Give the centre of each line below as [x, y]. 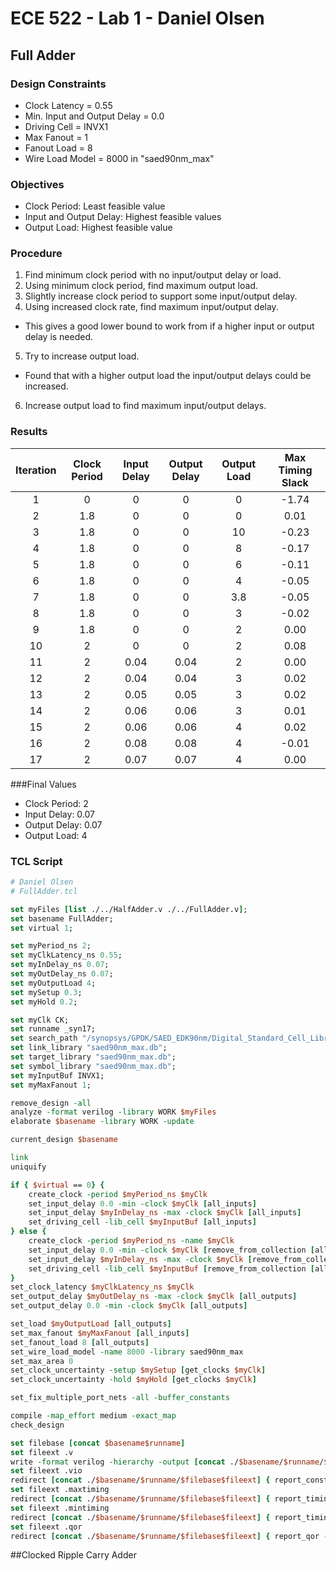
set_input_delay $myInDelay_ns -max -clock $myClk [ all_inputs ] [165, 1213]
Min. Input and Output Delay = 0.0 [94, 116]
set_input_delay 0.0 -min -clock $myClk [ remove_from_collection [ [171, 1250]
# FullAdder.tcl [44, 891]
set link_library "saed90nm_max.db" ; [89, 1048]
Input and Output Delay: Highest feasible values [123, 217]
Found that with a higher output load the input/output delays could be [168, 376]
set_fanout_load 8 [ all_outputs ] [80, 1342]
